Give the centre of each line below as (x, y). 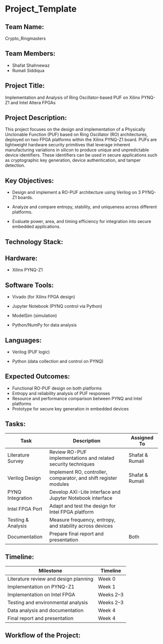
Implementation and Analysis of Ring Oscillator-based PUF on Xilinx (73, 97)
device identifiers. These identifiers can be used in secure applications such (81, 155)
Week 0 (106, 579)
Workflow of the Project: (43, 635)
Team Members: (30, 54)
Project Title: (25, 86)
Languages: (24, 340)
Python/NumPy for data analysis (44, 325)
